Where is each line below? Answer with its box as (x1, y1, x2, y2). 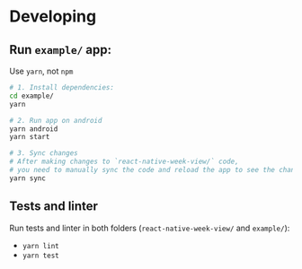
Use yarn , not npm (9, 65, 74, 76)
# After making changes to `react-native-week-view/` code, (9, 157, 240, 167)
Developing (9, 6, 97, 27)
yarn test (22, 251, 60, 260)
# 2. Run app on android (9, 116, 102, 125)
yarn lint (22, 241, 60, 250)
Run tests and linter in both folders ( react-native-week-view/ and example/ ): (9, 222, 290, 233)
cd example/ (9, 91, 54, 100)
